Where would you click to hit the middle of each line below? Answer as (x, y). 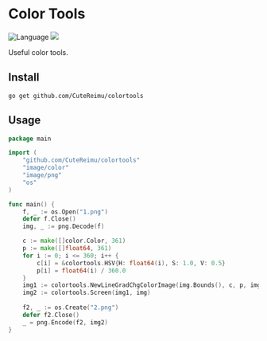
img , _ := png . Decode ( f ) (64, 227)
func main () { (32, 204)
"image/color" (46, 168)
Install (24, 78)
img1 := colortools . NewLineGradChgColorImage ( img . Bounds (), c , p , (135, 285)
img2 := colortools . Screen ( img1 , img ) (87, 293)
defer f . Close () (50, 219)
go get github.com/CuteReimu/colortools (76, 96)
